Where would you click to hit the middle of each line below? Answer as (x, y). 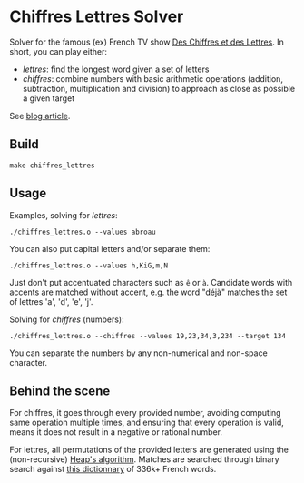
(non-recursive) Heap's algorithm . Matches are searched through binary (144, 459)
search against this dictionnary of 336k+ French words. (113, 469)
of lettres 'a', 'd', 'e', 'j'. (51, 301)
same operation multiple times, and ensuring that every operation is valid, (147, 423)
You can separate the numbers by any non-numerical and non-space (138, 353)
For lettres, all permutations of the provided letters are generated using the (149, 450)
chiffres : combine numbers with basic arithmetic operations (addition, (153, 78)
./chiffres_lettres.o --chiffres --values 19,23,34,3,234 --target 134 (147, 336)
